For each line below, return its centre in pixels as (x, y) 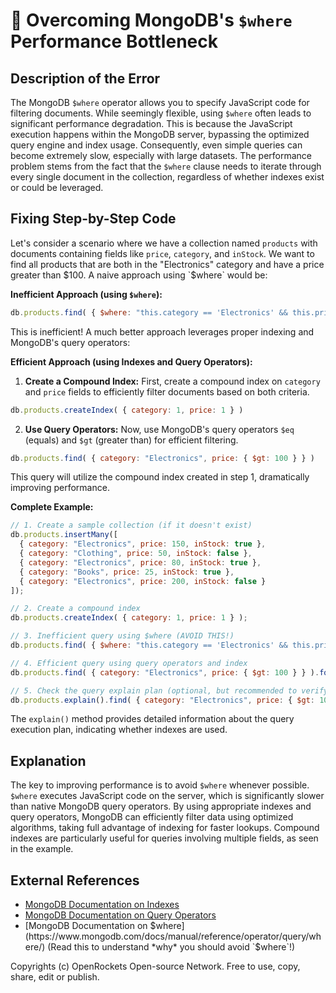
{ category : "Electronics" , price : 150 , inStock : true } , (143, 544)
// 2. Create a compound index (75, 609)
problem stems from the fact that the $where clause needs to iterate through (166, 166)
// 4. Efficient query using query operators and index (129, 663)
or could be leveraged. (57, 187)
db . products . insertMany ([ (64, 535)
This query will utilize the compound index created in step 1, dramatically (160, 477)
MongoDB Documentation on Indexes (102, 905)
